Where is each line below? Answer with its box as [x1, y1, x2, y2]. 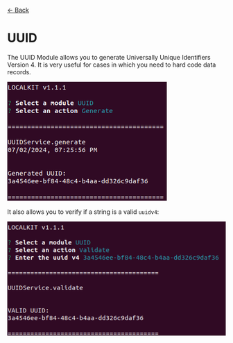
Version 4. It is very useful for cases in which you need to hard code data [7, 60, 216, 69]
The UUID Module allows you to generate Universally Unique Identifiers [7, 53, 212, 61]
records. [7, 67, 31, 76]
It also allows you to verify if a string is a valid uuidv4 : [7, 208, 159, 216]
